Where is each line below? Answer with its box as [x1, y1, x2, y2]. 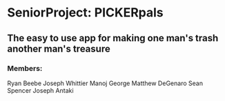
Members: [7, 63, 43, 73]
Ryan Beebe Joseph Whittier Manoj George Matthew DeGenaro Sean [7, 79, 204, 87]
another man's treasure [7, 43, 110, 54]
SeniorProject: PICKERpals [7, 5, 164, 21]
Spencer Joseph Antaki [7, 86, 74, 94]
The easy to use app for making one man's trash [7, 32, 219, 44]
